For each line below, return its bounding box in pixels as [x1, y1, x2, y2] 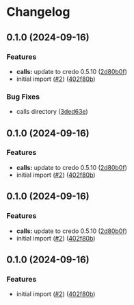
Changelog [6, 4, 70, 20]
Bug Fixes [6, 92, 40, 101]
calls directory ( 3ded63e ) [16, 108, 88, 116]
